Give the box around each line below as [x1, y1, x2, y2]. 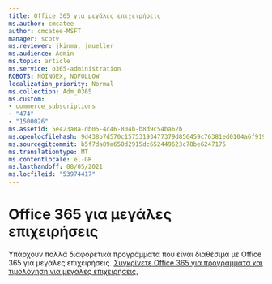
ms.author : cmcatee [8, 19, 74, 28]
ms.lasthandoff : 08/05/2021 [8, 163, 104, 171]
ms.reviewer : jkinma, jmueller [8, 42, 114, 50]
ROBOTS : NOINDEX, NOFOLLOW [8, 72, 100, 80]
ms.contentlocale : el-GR [8, 155, 92, 163]
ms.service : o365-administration [8, 65, 121, 73]
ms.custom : [8, 95, 45, 103]
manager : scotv [8, 34, 60, 43]
